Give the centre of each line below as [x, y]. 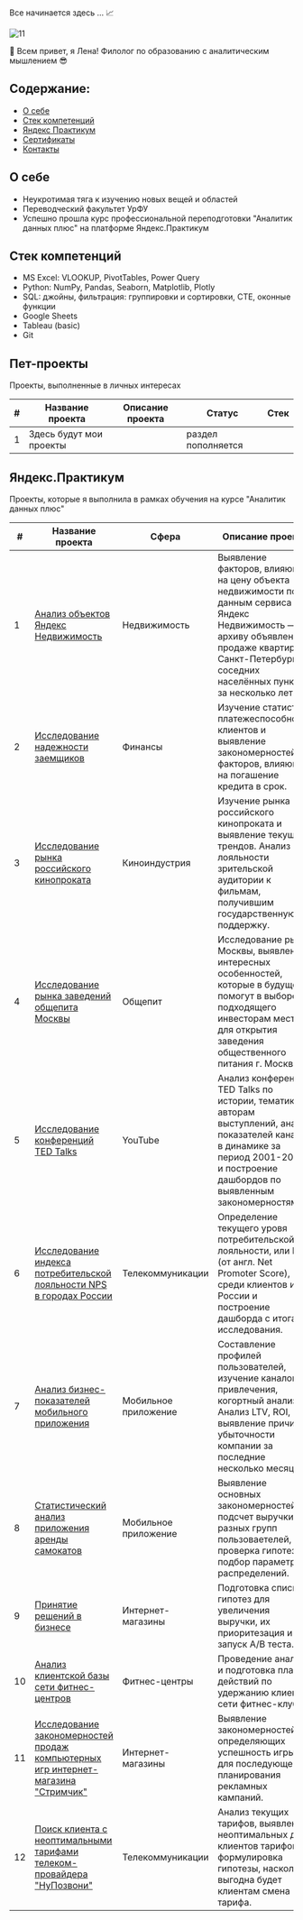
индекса [53, 1263]
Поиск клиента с [71, 1829]
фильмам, [239, 891]
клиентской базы [72, 1676]
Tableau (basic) [51, 326]
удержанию [243, 1693]
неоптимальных [253, 1835]
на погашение [248, 776]
